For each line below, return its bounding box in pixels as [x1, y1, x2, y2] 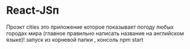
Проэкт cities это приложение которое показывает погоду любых [6, 23, 174, 30]
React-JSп [6, 4, 60, 17]
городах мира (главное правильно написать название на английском [6, 29, 184, 36]
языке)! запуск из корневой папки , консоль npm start [6, 36, 143, 43]
